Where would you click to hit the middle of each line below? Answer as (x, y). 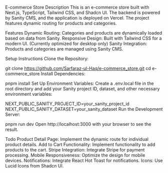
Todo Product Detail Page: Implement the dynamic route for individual (77, 139)
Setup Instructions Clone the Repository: (47, 59)
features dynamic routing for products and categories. (61, 23)
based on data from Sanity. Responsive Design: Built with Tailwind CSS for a (83, 38)
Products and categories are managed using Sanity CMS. (64, 49)
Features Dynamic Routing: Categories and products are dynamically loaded (84, 33)
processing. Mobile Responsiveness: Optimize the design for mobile (75, 155)
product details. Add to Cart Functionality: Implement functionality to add (80, 144)
